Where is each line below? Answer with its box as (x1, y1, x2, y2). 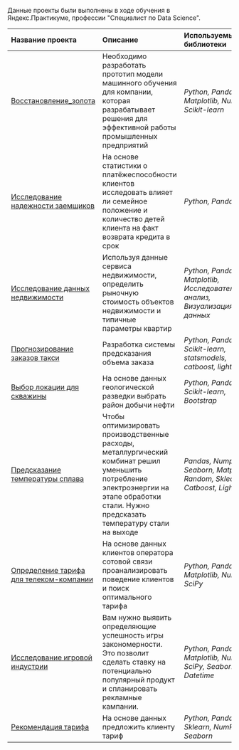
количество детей (102, 214, 165, 223)
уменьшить (102, 465, 142, 475)
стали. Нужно (102, 501, 150, 510)
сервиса (102, 261, 132, 271)
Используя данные (102, 253, 169, 262)
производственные (102, 430, 169, 439)
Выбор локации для (11, 382, 80, 392)
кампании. (102, 702, 139, 711)
